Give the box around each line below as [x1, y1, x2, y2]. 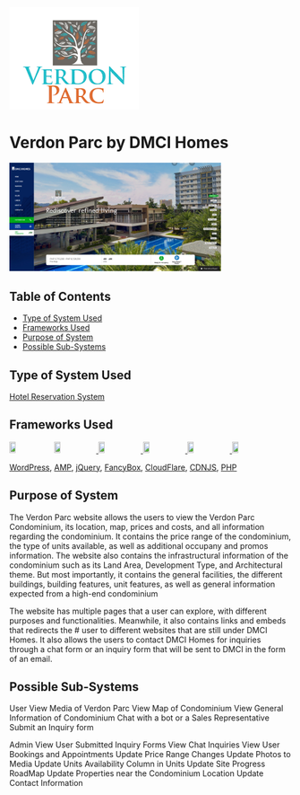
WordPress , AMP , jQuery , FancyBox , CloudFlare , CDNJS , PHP [9, 462, 237, 473]
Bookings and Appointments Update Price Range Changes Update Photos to [9, 749, 291, 760]
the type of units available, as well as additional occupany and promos [9, 540, 269, 551]
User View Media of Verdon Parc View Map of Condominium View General [9, 703, 284, 714]
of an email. [9, 653, 53, 664]
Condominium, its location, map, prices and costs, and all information [9, 521, 265, 532]
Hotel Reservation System [9, 391, 106, 402]
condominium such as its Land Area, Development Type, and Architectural [9, 560, 284, 570]
